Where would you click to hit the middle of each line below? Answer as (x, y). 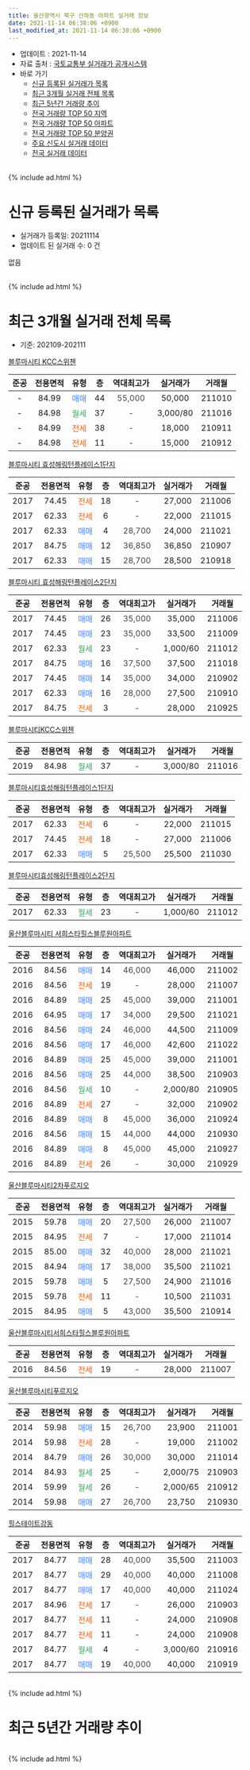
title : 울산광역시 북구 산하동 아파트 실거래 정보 (79, 15)
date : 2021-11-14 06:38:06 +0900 (63, 23)
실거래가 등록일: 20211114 (60, 236)
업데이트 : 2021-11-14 (53, 54)
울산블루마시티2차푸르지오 (49, 1185)
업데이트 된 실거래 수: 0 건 (60, 245)
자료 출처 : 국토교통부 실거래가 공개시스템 (83, 64)
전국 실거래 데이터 (59, 153)
